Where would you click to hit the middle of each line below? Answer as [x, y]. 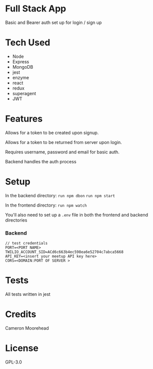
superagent [24, 93]
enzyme [21, 77]
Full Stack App [36, 9]
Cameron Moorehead [27, 328]
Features [24, 119]
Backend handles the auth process [41, 161]
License [22, 348]
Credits [21, 314]
